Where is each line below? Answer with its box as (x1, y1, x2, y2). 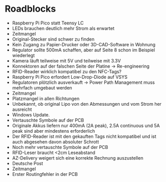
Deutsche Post (12, 160, 43, 166)
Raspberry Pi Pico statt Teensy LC (12, 20, 84, 26)
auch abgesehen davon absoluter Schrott (12, 138, 99, 145)
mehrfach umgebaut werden (12, 84, 72, 90)
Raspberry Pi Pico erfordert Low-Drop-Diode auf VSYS (12, 74, 128, 80)
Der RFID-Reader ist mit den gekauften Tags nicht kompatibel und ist (12, 133, 156, 139)
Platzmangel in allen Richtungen (12, 95, 80, 102)
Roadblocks (5, 3, 57, 15)
